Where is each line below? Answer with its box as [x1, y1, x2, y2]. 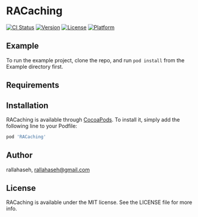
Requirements [6, 80, 59, 90]
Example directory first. [6, 63, 63, 70]
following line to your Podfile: [6, 122, 78, 129]
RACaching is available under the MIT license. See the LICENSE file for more [6, 199, 193, 206]
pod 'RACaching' [6, 133, 46, 140]
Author [6, 150, 33, 161]
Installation [6, 100, 49, 110]
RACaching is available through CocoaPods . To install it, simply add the [6, 116, 180, 123]
